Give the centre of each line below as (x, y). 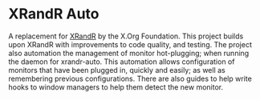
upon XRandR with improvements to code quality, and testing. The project (130, 44)
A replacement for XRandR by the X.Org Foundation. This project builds (126, 36)
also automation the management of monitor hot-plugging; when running (129, 53)
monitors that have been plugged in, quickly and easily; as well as (117, 70)
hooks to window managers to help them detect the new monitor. (116, 87)
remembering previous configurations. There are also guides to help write (130, 78)
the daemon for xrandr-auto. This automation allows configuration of (122, 62)
